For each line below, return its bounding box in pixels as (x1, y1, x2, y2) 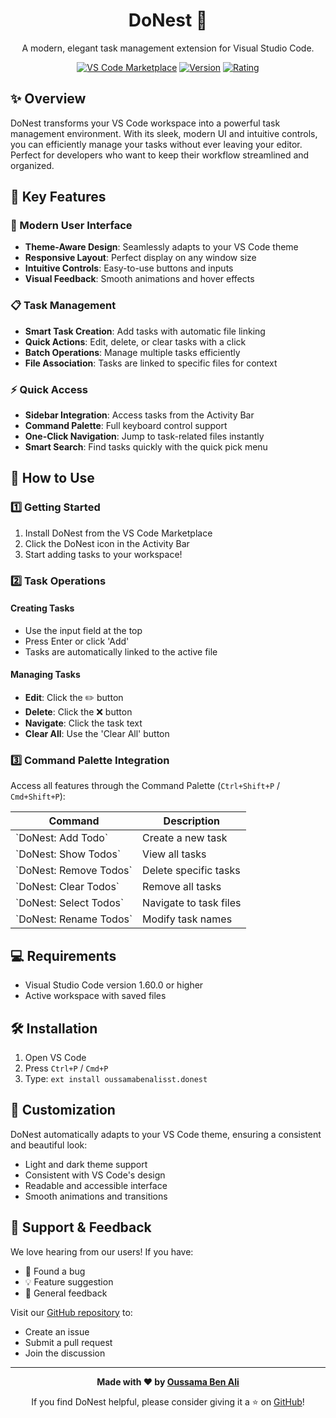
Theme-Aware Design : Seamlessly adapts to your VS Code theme (24, 241, 299, 253)
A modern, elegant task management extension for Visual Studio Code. (21, 42, 315, 54)
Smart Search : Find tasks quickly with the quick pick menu (24, 441, 268, 453)
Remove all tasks (142, 880, 222, 894)
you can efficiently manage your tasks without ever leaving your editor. (10, 138, 303, 150)
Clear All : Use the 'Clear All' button (24, 728, 170, 740)
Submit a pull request (24, 1336, 113, 1348)
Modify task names (142, 912, 233, 926)
